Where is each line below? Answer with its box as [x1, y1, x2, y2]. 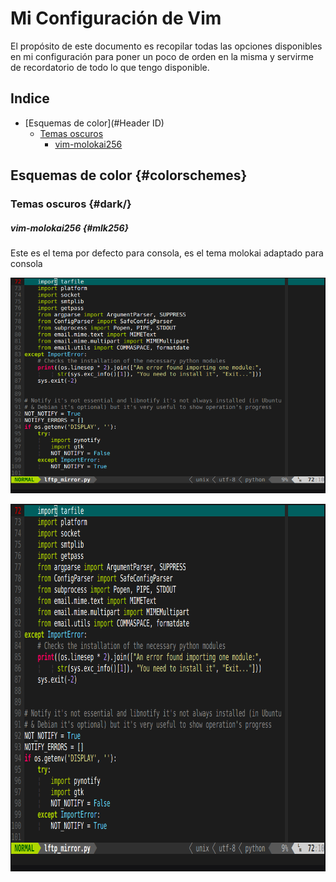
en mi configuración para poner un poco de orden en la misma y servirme [10, 50, 314, 62]
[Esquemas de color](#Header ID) [24, 117, 165, 129]
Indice [10, 90, 50, 107]
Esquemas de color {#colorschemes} [10, 167, 248, 184]
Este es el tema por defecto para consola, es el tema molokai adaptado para [10, 247, 324, 259]
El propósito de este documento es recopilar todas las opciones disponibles [10, 40, 323, 52]
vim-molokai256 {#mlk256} [10, 222, 130, 234]
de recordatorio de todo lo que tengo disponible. [10, 61, 210, 73]
